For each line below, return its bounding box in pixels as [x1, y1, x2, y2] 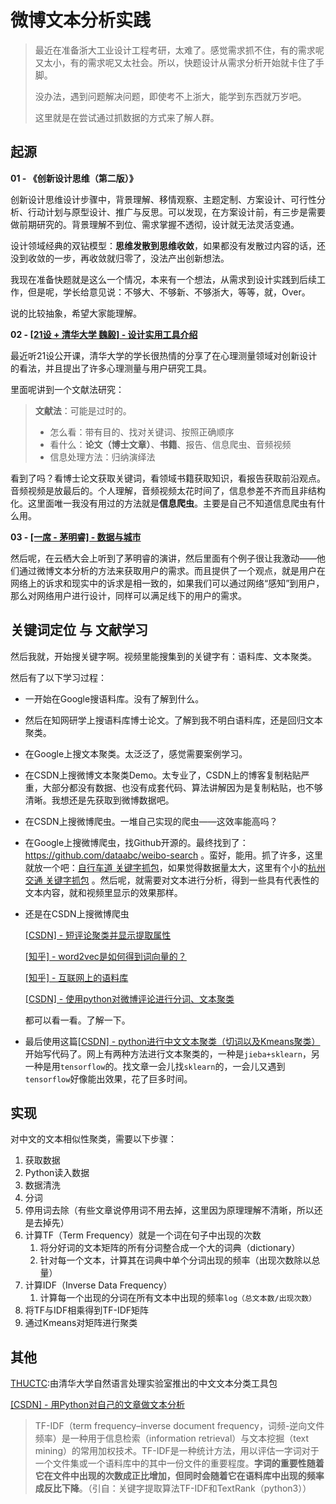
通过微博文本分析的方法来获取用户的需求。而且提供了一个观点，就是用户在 [18, 564, 326, 576]
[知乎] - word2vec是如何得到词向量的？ [24, 950, 187, 962]
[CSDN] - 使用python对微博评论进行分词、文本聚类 [24, 992, 235, 1005]
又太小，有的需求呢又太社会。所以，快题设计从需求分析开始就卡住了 [34, 56, 316, 68]
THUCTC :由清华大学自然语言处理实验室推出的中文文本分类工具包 [10, 1377, 278, 1390]
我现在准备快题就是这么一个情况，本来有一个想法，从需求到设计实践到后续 [10, 273, 317, 285]
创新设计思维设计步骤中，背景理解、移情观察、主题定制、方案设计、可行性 [10, 193, 317, 205]
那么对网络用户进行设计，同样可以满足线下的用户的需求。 [10, 589, 247, 601]
